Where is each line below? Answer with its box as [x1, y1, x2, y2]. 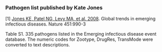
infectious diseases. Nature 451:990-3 [5, 21, 86, 27]
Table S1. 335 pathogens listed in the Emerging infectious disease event [5, 31, 157, 37]
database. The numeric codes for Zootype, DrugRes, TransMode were [5, 36, 153, 42]
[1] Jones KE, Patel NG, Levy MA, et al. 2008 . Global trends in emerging [5, 16, 156, 22]
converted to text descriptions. [5, 42, 70, 48]
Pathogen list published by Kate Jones [5, 4, 103, 11]
